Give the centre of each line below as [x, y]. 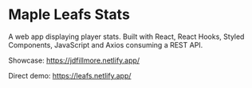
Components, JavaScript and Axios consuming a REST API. [106, 44]
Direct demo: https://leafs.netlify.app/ [70, 75]
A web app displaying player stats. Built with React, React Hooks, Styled [126, 36]
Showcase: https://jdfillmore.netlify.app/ [74, 60]
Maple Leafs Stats [69, 15]
